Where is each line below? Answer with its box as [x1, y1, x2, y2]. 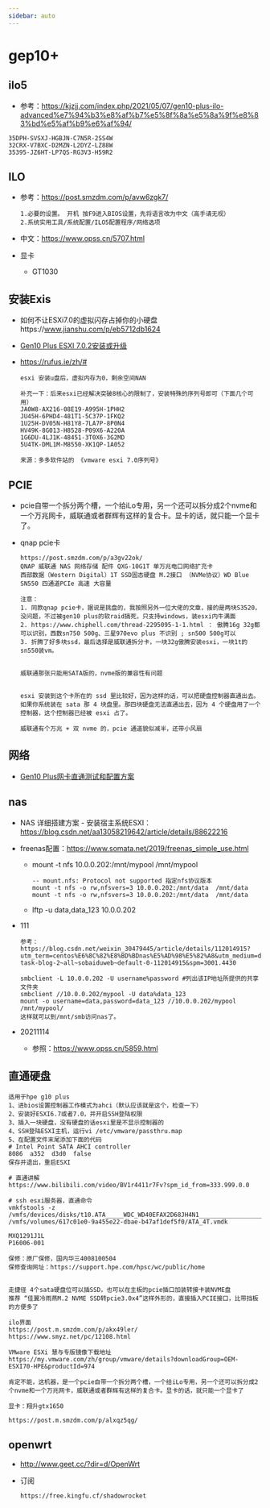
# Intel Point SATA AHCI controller [8, 1142, 131, 1151]
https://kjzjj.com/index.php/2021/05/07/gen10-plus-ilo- [41, 101, 224, 110]
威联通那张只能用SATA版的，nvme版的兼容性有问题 [19, 670, 163, 678]
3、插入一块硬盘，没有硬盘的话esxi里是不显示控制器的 [8, 1118, 165, 1127]
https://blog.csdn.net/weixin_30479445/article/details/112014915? [19, 945, 251, 953]
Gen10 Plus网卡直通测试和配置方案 [19, 771, 135, 781]
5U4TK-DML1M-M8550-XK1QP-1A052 [19, 441, 125, 449]
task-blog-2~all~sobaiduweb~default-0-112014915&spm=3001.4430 [19, 958, 237, 967]
